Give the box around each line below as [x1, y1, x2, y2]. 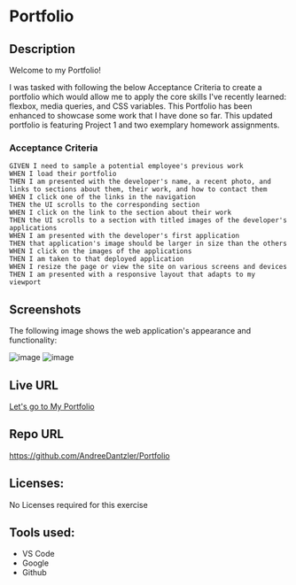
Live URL [9, 378, 59, 393]
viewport [9, 278, 42, 287]
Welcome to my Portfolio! [9, 65, 102, 75]
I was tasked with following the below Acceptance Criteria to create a [9, 82, 263, 92]
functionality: [9, 335, 58, 346]
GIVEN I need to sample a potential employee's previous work [9, 162, 244, 171]
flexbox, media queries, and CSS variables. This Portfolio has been [9, 101, 253, 112]
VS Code [21, 549, 55, 559]
